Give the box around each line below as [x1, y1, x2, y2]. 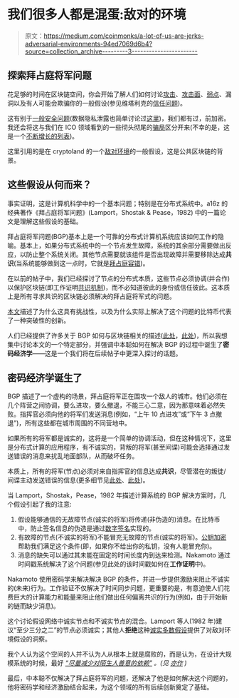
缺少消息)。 [26, 602, 60, 610]
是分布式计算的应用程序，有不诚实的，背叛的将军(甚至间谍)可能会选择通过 [7, 443, 224, 452]
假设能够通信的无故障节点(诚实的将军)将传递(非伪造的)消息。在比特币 [17, 515, 221, 524]
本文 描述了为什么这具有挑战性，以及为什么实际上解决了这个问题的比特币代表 [7, 307, 232, 315]
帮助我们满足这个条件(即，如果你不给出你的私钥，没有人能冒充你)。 [17, 542, 216, 550]
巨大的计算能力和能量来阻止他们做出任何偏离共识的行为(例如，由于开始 [13, 593, 222, 602]
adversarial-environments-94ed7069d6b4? [24, 39, 153, 48]
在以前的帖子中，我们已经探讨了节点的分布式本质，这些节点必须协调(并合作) [7, 274, 230, 283]
